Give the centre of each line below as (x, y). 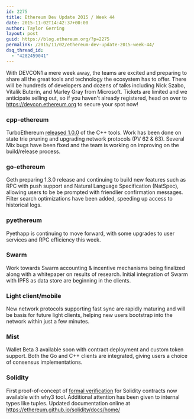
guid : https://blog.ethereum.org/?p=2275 (58, 39)
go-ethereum (26, 167)
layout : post (22, 34)
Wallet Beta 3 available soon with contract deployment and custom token (95, 350)
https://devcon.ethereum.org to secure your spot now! (72, 104)
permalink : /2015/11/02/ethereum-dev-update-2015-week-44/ (80, 45)
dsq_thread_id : (25, 50)
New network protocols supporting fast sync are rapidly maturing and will (96, 309)
